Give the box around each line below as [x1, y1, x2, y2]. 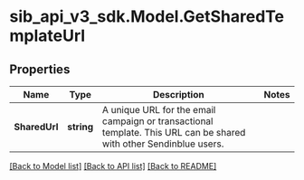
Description [152, 89, 205, 100]
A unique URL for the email [102, 104, 216, 116]
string [67, 120, 94, 133]
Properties [9, 62, 71, 77]
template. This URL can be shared [102, 127, 246, 138]
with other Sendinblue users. [102, 137, 224, 150]
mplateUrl [9, 25, 86, 46]
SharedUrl [14, 120, 59, 133]
